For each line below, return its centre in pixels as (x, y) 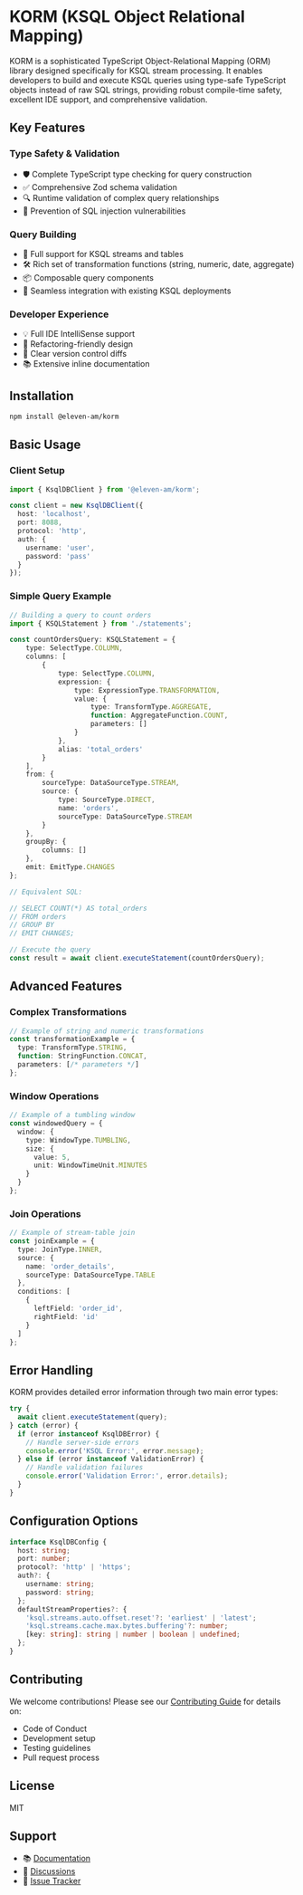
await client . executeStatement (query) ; (93, 1417)
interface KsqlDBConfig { (58, 1542)
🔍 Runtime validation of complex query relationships (121, 197)
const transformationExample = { (72, 1039)
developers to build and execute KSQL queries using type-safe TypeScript (148, 80)
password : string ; (60, 1592)
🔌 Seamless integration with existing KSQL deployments (127, 291)
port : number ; (44, 1559)
